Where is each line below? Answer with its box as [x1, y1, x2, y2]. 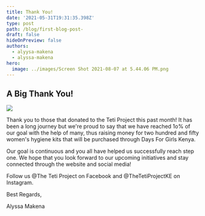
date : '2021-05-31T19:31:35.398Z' [6, 15, 95, 21]
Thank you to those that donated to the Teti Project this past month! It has [6, 116, 193, 124]
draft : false [6, 32, 40, 38]
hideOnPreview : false [6, 37, 62, 43]
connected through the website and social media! [6, 160, 132, 168]
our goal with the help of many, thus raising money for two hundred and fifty [6, 129, 199, 136]
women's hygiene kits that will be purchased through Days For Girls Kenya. [6, 136, 196, 143]
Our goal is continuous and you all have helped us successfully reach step [6, 147, 195, 155]
